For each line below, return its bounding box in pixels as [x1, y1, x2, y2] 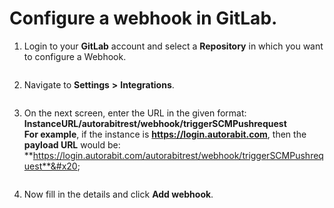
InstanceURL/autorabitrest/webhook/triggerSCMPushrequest [23, 117, 287, 129]
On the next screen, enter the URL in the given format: [23, 107, 247, 119]
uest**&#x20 [23, 160, 78, 172]
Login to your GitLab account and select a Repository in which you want [23, 40, 324, 52]
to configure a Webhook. [23, 50, 127, 62]
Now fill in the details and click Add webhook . [23, 188, 214, 200]
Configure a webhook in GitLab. [9, 7, 278, 30]
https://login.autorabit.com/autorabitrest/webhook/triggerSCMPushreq [32, 149, 324, 161]
